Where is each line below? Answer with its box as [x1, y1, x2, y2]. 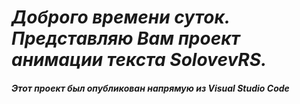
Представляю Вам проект [11, 27, 241, 50]
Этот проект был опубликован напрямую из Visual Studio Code [11, 82, 290, 94]
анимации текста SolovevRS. [11, 49, 268, 71]
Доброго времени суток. [11, 6, 231, 29]
